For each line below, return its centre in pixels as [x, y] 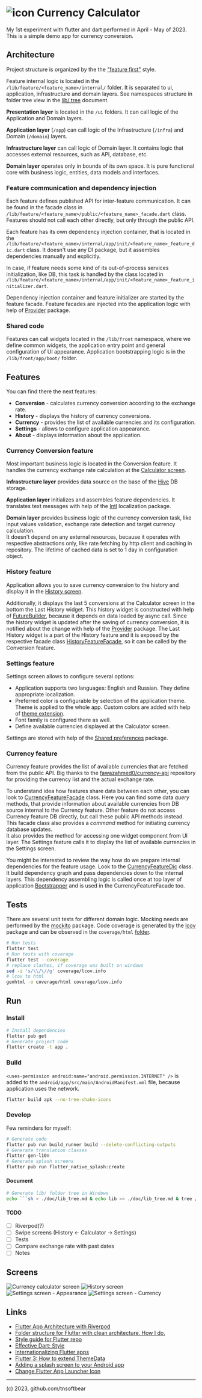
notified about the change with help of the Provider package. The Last [93, 628]
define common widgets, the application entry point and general [86, 345]
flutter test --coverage [37, 960]
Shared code [25, 326]
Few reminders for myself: [38, 1128]
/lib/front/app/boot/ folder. [42, 358]
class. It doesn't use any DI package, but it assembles [93, 250]
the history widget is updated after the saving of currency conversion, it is [98, 622]
